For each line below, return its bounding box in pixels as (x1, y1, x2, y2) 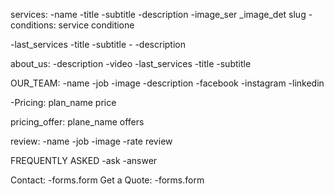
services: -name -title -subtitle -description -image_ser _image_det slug (10, 9, 307, 20)
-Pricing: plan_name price (10, 97, 117, 108)
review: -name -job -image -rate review (10, 135, 173, 147)
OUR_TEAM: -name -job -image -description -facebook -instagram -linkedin (10, 77, 325, 89)
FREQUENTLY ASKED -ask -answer (10, 155, 158, 166)
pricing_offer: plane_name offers (10, 116, 145, 128)
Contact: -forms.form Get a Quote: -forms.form (10, 174, 205, 186)
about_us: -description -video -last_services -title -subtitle (10, 58, 252, 69)
